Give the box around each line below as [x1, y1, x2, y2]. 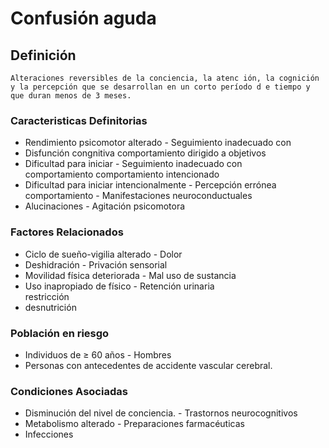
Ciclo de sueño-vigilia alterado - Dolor [24, 248, 183, 260]
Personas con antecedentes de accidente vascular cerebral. [24, 359, 273, 371]
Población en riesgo [10, 326, 110, 340]
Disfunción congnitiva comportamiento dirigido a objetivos [24, 147, 267, 159]
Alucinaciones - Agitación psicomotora [24, 200, 186, 212]
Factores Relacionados [10, 225, 124, 239]
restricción [24, 290, 70, 302]
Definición [10, 47, 77, 64]
